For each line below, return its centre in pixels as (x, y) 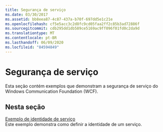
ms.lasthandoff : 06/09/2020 (34, 43)
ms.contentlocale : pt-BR (31, 38)
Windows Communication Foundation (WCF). (52, 91)
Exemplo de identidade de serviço (40, 119)
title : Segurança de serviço (35, 10)
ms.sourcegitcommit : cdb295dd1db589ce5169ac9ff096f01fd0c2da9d (72, 29)
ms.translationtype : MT (30, 33)
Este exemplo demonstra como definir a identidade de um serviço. (74, 124)
